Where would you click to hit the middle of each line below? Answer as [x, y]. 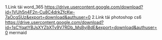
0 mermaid [16, 33]
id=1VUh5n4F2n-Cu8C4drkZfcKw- [40, 12]
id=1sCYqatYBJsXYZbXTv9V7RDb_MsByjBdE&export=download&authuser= [81, 27]
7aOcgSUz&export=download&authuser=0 [48, 17]
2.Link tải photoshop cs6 [117, 17]
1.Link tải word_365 [24, 7]
